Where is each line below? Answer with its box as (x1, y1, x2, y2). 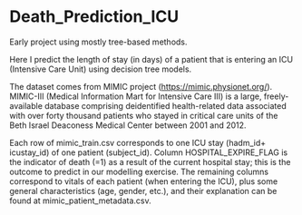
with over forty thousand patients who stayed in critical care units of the (9, 110, 278, 121)
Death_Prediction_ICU (9, 6, 180, 27)
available (9, 100, 44, 111)
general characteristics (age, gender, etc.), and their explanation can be (9, 185, 278, 196)
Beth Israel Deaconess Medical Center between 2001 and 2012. (9, 120, 247, 131)
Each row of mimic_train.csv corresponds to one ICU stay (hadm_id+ (9, 137, 267, 148)
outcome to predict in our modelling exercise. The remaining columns (9, 166, 269, 177)
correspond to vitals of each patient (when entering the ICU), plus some (9, 175, 278, 187)
